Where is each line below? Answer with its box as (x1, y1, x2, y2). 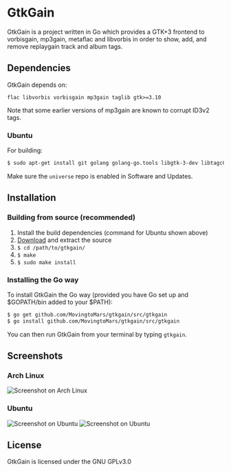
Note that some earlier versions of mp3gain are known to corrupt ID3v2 (7, 106, 210, 114)
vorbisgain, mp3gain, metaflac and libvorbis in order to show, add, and (7, 34, 207, 43)
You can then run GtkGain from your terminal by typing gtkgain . (7, 330, 188, 339)
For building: (7, 146, 43, 154)
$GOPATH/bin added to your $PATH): (7, 298, 113, 306)
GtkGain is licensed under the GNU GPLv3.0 (7, 457, 132, 466)
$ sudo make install (16, 259, 76, 266)
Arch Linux (7, 370, 45, 380)
